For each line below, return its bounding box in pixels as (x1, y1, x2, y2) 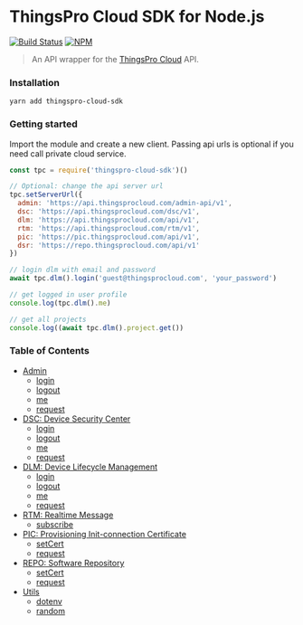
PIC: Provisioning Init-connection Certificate (22, 528, 187, 539)
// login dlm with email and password (9, 265, 156, 275)
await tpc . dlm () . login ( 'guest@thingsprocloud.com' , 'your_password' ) (9, 274, 278, 283)
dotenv (35, 595, 63, 607)
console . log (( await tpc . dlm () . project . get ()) (9, 323, 184, 332)
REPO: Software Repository (22, 557, 125, 568)
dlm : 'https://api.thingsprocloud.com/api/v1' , (17, 215, 201, 224)
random (35, 605, 66, 616)
